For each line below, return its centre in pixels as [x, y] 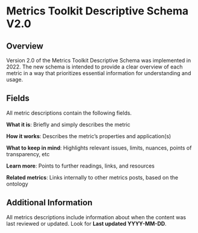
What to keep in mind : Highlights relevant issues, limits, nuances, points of [99, 148]
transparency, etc [28, 154]
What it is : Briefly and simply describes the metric [68, 124]
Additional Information [49, 203]
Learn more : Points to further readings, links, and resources [81, 166]
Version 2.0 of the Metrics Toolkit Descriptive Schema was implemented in [99, 60]
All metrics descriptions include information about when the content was [96, 217]
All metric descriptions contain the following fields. [69, 113]
